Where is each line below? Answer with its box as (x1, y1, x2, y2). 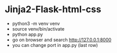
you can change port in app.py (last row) (12, 42, 98, 48)
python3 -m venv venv (12, 20, 60, 26)
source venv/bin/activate (12, 25, 65, 32)
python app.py (12, 31, 43, 37)
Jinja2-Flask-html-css (5, 4, 102, 15)
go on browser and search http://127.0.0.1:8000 (12, 37, 112, 43)
